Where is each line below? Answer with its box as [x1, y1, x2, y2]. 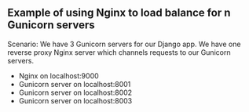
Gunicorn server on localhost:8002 [18, 88, 133, 97]
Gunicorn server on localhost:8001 [18, 79, 131, 89]
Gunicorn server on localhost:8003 [18, 96, 133, 105]
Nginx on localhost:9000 [18, 70, 99, 81]
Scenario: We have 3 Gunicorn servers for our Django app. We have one [7, 39, 241, 49]
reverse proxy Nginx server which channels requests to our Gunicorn [7, 47, 231, 57]
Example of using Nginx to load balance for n [7, 6, 231, 20]
